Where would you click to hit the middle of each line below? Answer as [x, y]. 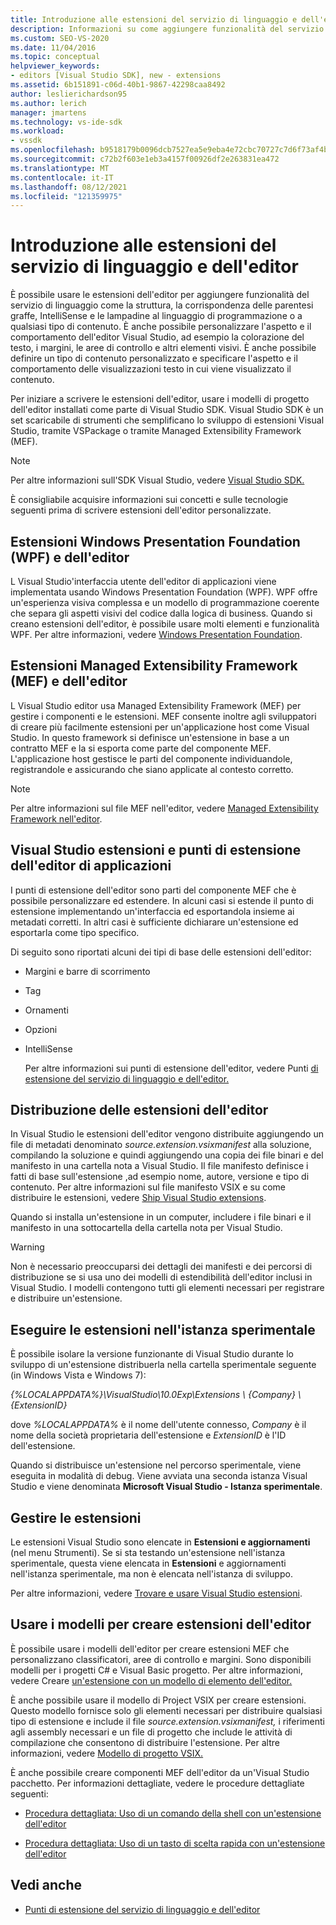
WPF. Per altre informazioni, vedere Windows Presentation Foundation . [156, 634]
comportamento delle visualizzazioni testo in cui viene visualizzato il [151, 369]
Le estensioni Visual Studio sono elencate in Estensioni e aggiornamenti [160, 1542]
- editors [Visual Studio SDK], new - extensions [116, 76]
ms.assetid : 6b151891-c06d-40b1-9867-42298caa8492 [118, 85]
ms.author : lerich [48, 103]
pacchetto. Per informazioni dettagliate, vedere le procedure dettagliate [157, 1783]
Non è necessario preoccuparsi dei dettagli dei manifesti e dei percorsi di [161, 1267]
